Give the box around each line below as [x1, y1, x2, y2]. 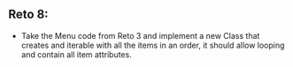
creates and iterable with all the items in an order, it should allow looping [20, 40, 285, 50]
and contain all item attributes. [20, 48, 132, 60]
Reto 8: [8, 7, 50, 22]
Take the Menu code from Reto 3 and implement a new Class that [20, 30, 260, 41]
